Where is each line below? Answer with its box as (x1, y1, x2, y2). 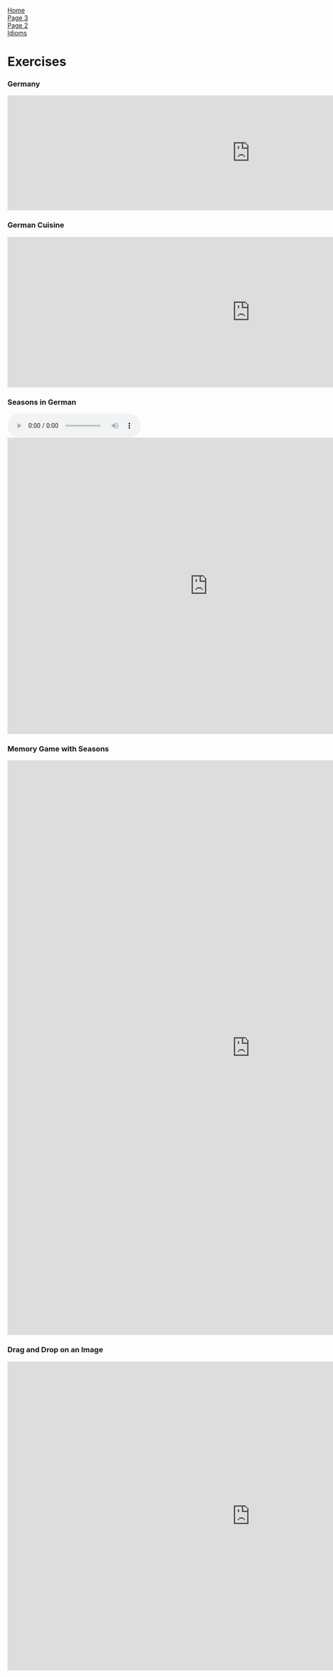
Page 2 (7, 21, 28, 29)
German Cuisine (7, 220, 65, 230)
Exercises (7, 53, 67, 70)
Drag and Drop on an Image (7, 1345, 103, 1355)
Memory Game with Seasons (7, 744, 110, 753)
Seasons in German (7, 397, 77, 407)
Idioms (7, 28, 27, 37)
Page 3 (7, 14, 28, 22)
